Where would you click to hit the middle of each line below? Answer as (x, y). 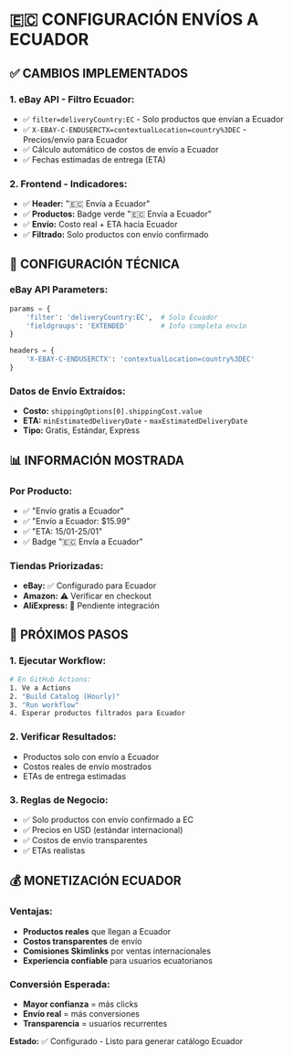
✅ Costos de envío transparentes (85, 840)
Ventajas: (31, 912)
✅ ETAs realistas (54, 850)
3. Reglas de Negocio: (59, 799)
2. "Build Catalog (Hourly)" (65, 696)
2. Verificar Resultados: (63, 737)
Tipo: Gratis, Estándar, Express (81, 430)
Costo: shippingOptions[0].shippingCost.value (112, 411)
